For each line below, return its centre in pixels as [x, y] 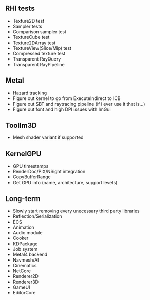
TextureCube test [31, 37]
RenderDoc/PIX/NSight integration [49, 172]
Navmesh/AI [26, 260]
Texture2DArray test [34, 43]
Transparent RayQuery [37, 59]
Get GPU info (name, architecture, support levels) [65, 183]
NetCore [22, 271]
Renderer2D [25, 276]
